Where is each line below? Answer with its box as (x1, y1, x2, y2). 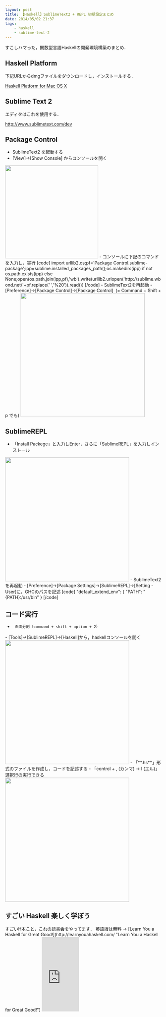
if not (142, 266, 153, 272)
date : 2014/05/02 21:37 (5, 16, 55, 21)
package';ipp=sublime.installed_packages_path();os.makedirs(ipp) (5, 266, 141, 272)
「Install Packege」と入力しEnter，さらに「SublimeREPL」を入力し (12, 441, 151, 447)
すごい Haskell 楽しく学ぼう (5, 912, 91, 920)
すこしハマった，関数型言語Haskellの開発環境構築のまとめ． (5, 45, 129, 50)
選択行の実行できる (5, 772, 45, 778)
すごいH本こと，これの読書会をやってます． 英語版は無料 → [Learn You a (5, 926, 155, 932)
